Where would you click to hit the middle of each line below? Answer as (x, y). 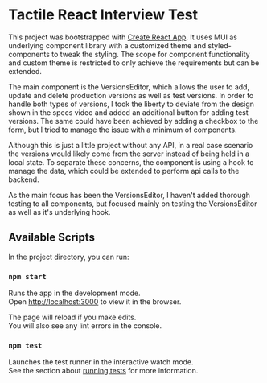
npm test (25, 345)
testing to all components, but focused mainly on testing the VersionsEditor (133, 204)
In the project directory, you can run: (69, 257)
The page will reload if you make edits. (72, 317)
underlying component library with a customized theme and (107, 45)
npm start (27, 276)
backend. (24, 179)
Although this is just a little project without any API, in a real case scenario (131, 145)
